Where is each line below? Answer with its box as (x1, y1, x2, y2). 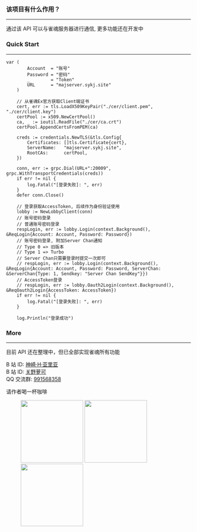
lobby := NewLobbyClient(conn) (16, 209, 93, 215)
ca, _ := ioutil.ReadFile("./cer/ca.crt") (16, 119, 122, 125)
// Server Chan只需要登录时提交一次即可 (16, 255, 106, 261)
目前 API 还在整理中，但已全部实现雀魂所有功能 (6, 348, 120, 355)
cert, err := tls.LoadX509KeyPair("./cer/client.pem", (16, 103, 154, 109)
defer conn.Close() (16, 192, 64, 198)
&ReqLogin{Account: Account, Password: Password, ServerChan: (6, 266, 161, 272)
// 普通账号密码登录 (16, 221, 60, 227)
